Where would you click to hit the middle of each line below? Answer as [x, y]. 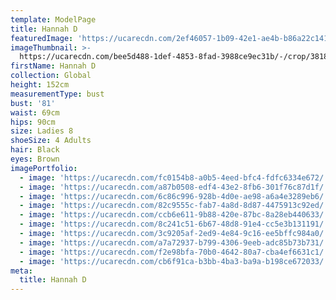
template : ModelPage [53, 19]
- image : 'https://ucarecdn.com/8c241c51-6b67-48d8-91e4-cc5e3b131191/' [174, 224]
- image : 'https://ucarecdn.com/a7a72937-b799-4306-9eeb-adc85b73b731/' [174, 242]
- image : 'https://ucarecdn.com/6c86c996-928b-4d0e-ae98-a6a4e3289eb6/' [174, 196]
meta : [21, 271]
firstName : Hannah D [53, 66]
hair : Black [35, 150]
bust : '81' [33, 103]
